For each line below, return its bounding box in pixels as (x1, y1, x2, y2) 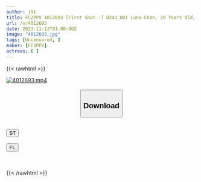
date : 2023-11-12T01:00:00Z (6, 25, 77, 32)
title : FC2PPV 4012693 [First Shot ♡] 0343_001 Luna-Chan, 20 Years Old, (6, 15, 196, 21)
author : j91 (6, 8, 36, 15)
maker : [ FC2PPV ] (6, 43, 47, 49)
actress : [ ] (6, 48, 39, 54)
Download (83, 101, 120, 110)
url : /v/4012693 (6, 20, 47, 26)
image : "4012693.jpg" (6, 31, 61, 37)
